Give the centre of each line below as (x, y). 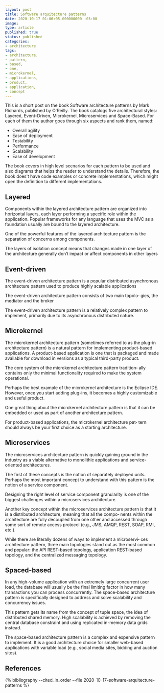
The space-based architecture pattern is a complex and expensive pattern (80, 637)
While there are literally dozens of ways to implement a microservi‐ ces (77, 539)
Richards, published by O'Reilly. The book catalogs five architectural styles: (81, 111)
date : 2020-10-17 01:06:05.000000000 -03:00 (51, 19)
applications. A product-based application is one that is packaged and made (82, 353)
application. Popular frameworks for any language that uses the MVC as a (79, 219)
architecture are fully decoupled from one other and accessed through (76, 519)
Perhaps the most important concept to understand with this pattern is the (80, 480)
